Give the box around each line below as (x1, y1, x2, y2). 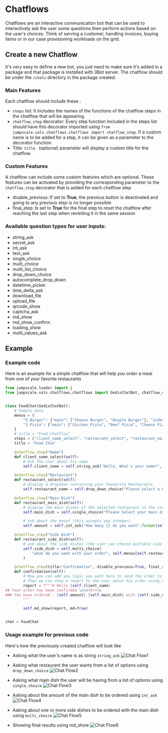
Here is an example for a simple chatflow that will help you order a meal (5, 371, 152, 377)
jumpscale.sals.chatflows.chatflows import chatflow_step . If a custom (12, 129, 161, 135)
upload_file (12, 298, 35, 304)
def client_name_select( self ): (14, 454, 79, 459)
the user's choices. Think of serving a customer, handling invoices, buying (5, 30, 158, 36)
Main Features (5, 86, 41, 93)
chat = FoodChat (5, 620, 39, 625)
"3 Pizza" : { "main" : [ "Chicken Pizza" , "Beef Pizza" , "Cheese (23, 422, 155, 427)
